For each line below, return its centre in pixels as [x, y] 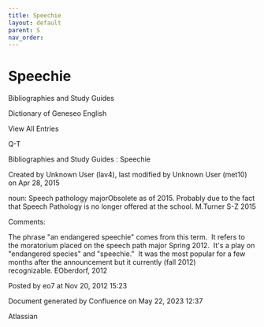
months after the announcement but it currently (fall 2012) [102, 262]
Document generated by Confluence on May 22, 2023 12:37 [106, 301]
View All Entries [33, 129]
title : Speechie [35, 15]
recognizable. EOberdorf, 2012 [58, 271]
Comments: [27, 222]
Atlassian [23, 317]
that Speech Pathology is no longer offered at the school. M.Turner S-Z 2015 [132, 206]
